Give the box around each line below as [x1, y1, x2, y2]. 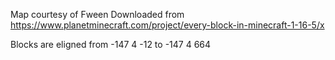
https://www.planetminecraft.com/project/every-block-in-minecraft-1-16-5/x [10, 19, 325, 31]
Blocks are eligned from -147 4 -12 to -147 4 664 [10, 39, 212, 50]
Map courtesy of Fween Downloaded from [10, 9, 185, 20]
